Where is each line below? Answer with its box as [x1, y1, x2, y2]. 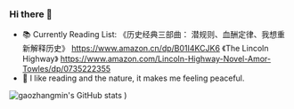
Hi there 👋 [9, 8, 53, 20]
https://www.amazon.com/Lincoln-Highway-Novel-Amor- [60, 53, 272, 65]
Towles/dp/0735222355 [21, 64, 111, 74]
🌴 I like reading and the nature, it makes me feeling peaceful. [21, 73, 245, 83]
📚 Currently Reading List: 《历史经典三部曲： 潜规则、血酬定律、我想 [21, 29, 278, 40]
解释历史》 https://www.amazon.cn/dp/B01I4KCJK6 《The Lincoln [29, 43, 269, 54]
